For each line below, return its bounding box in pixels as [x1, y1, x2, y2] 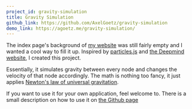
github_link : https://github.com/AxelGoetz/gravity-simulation [6, 20, 168, 26]
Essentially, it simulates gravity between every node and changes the [6, 66, 178, 73]
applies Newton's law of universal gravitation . [6, 79, 119, 86]
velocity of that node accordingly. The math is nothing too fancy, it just [6, 72, 181, 79]
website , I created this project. [6, 54, 82, 61]
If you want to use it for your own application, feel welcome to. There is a [6, 90, 187, 97]
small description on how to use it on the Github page [6, 96, 139, 104]
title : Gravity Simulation [6, 14, 74, 20]
